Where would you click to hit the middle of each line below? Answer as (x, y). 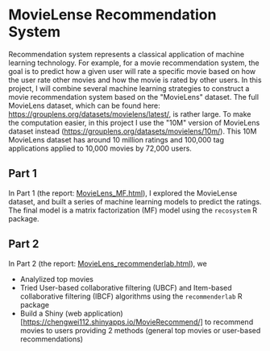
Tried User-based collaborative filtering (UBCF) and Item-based (126, 287)
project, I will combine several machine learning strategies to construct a (129, 88)
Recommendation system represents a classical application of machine (126, 54)
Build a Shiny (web (51, 313)
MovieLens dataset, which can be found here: (85, 105)
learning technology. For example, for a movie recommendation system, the (134, 63)
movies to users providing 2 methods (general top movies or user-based (140, 330)
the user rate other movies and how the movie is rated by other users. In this (135, 80)
